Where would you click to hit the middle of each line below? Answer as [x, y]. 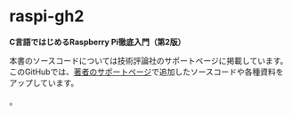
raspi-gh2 [47, 16]
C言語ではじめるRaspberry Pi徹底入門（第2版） [97, 42]
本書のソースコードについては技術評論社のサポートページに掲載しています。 [149, 60]
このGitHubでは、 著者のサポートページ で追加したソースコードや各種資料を [146, 72]
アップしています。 [44, 82]
